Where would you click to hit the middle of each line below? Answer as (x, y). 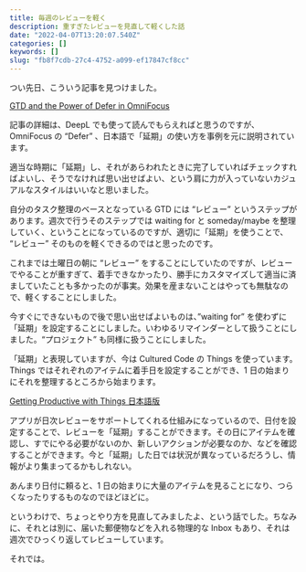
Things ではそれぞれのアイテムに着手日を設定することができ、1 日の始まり (150, 370)
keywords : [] (34, 52)
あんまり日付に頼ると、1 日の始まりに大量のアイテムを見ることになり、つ (148, 486)
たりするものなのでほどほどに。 (93, 497)
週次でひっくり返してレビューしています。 (89, 539)
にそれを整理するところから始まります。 (85, 381)
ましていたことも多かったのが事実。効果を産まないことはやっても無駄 (141, 286)
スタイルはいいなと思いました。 (93, 190)
